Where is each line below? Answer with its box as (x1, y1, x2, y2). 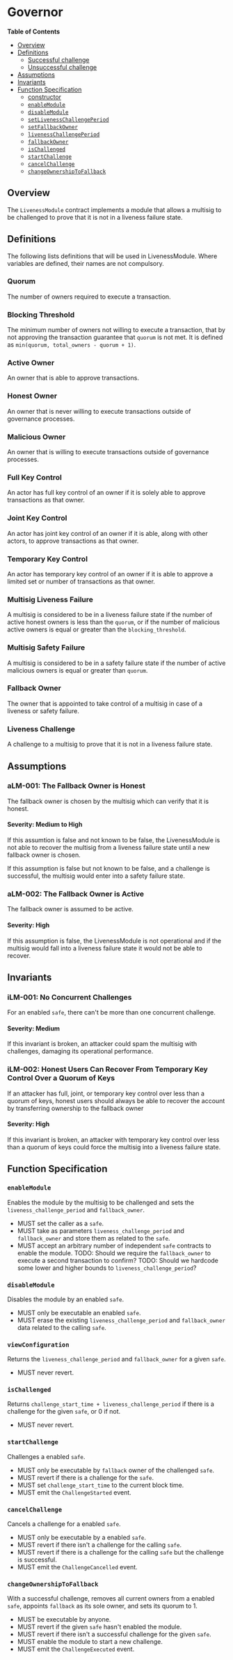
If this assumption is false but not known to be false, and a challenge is (7, 865, 210, 873)
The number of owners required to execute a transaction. (7, 292, 172, 301)
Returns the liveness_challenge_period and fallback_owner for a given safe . (7, 1355, 226, 1363)
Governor (7, 4, 64, 20)
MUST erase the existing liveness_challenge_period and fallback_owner (17, 1316, 226, 1324)
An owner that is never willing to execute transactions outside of (7, 407, 191, 415)
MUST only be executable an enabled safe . (17, 1308, 141, 1317)
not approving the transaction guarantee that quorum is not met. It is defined (7, 333, 223, 342)
